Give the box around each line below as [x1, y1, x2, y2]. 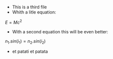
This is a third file [12, 4, 47, 10]
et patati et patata [12, 48, 48, 55]
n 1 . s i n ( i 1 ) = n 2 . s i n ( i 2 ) [5, 38, 46, 45]
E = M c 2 [5, 19, 22, 25]
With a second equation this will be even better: [12, 29, 109, 34]
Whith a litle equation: [12, 9, 56, 15]
